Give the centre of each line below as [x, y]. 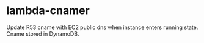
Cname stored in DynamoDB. [43, 33]
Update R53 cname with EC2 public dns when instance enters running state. [102, 27]
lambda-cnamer [48, 11]
